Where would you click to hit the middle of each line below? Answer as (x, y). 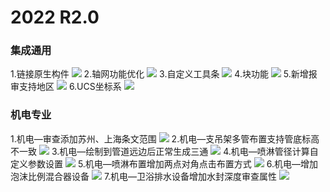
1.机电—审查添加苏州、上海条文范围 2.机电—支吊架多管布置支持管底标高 (165, 138)
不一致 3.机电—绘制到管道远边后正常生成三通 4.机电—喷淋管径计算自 (164, 151)
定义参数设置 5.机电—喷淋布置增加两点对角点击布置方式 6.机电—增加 (164, 163)
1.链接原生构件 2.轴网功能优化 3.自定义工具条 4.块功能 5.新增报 (164, 74)
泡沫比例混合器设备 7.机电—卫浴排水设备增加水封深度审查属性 (144, 176)
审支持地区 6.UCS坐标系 (66, 87)
